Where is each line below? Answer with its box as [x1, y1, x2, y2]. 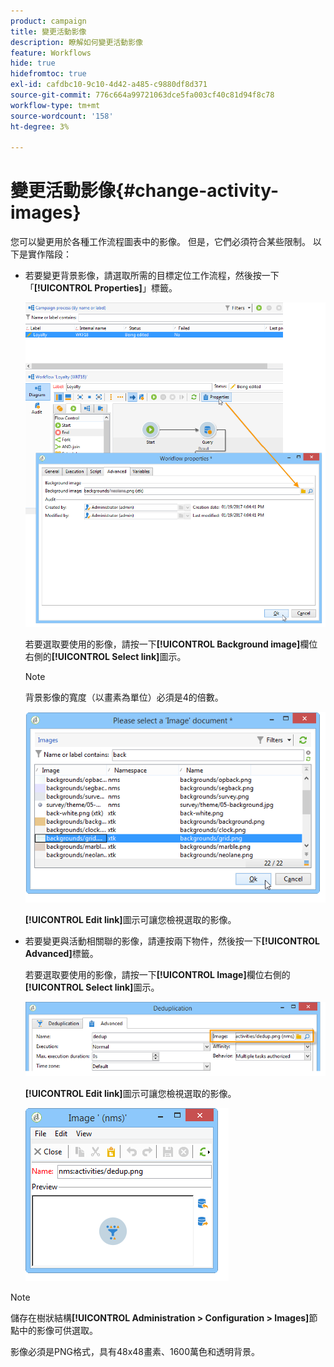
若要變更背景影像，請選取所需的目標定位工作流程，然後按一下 [24, 270, 280, 282]
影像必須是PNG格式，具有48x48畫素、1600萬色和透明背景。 [10, 1346, 261, 1358]
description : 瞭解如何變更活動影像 [10, 37, 143, 47]
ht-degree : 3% [10, 121, 70, 132]
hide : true [10, 58, 56, 69]
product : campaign [10, 16, 87, 26]
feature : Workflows [10, 48, 92, 58]
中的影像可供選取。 [18, 1325, 98, 1337]
